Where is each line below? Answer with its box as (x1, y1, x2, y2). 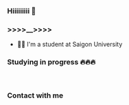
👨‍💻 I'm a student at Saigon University (16, 40, 123, 49)
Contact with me (7, 91, 64, 100)
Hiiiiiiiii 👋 (7, 6, 36, 16)
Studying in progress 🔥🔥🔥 (7, 58, 96, 67)
